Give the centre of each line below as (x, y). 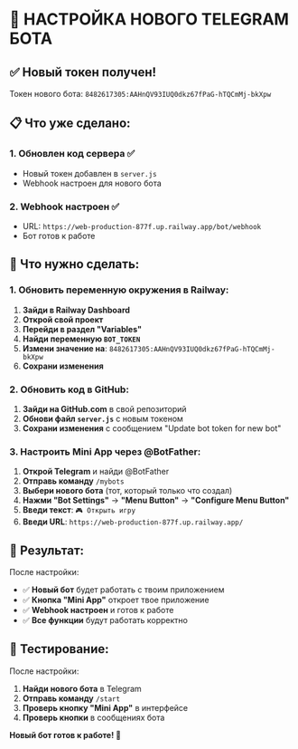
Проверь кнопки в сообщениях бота (93, 717)
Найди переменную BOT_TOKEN (81, 339)
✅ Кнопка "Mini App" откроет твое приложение (116, 600)
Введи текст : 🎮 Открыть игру (79, 510)
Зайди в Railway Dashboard (76, 310)
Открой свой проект (63, 319)
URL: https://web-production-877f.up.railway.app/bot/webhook (142, 226)
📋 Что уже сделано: (70, 124)
